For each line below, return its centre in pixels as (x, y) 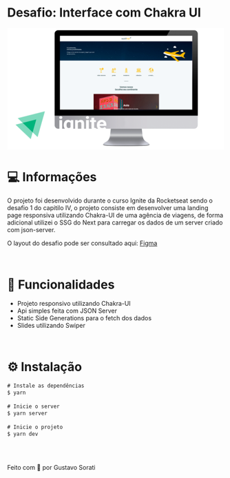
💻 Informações (52, 177)
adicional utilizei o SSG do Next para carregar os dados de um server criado (115, 222)
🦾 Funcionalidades (61, 284)
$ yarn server (28, 414)
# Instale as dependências (46, 386)
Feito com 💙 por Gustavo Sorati (51, 468)
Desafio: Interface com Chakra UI (104, 13)
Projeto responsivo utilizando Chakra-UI (74, 304)
